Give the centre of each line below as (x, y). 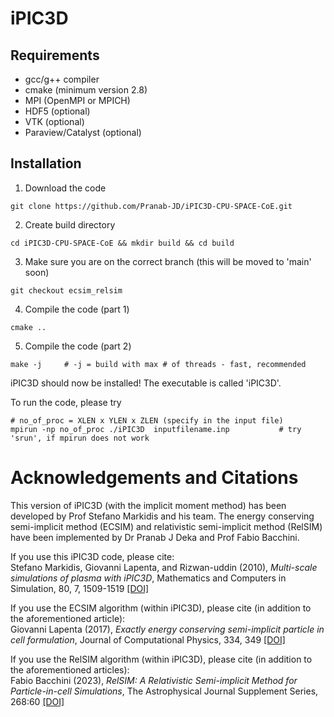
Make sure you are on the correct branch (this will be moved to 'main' (168, 261)
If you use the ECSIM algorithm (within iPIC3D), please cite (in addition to (161, 608)
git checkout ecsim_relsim (66, 290)
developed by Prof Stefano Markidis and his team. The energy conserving (162, 516)
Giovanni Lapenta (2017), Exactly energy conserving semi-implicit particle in (167, 629)
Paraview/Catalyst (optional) (83, 132)
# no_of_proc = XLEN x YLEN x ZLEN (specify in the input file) (147, 420)
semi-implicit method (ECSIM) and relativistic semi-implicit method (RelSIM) (166, 526)
